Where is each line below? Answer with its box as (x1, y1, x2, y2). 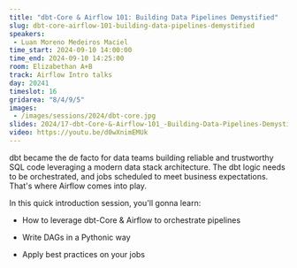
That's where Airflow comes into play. (9, 180, 148, 191)
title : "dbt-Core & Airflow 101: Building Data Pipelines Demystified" (9, 12, 278, 22)
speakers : (9, 29, 46, 38)
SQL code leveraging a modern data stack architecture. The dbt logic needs (9, 161, 286, 172)
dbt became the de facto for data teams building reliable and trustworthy (9, 152, 274, 163)
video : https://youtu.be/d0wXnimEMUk (9, 128, 148, 137)
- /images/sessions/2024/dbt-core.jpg (12, 111, 156, 120)
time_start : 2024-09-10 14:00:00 (9, 46, 133, 55)
